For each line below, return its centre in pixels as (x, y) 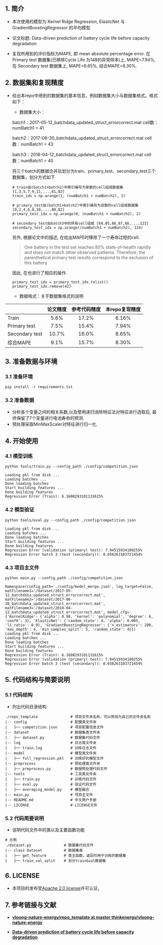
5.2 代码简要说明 (25, 818)
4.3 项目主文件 (22, 567)
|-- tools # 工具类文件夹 (51, 774)
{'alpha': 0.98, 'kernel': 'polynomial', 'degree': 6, (96, 616)
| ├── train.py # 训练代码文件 (51, 779)
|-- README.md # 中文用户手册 (51, 800)
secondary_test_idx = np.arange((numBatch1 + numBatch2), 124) (78, 227)
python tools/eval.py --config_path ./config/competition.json (71, 520)
